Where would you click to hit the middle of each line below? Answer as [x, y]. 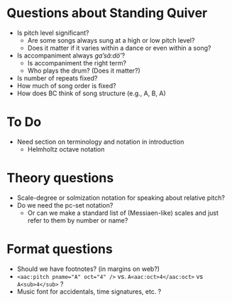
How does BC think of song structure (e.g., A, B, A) [91, 93]
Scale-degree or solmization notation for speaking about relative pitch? [121, 198]
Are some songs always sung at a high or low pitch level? [111, 40]
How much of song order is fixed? [66, 85]
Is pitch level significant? [53, 33]
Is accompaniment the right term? [77, 63]
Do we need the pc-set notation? [65, 205]
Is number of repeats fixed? [57, 78]
